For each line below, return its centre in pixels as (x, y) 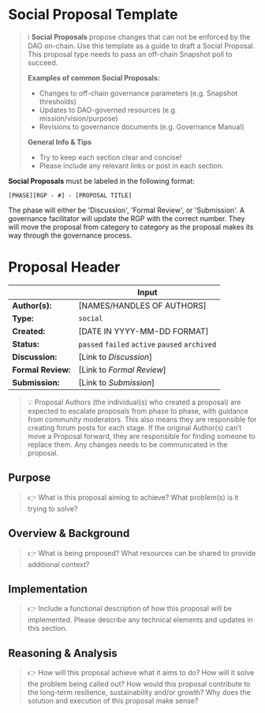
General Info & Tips (60, 142)
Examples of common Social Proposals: (93, 77)
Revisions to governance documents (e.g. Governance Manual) (142, 126)
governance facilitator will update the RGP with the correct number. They (127, 218)
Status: (26, 343)
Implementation (48, 589)
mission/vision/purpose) (78, 118)
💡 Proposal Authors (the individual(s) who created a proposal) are (134, 402)
